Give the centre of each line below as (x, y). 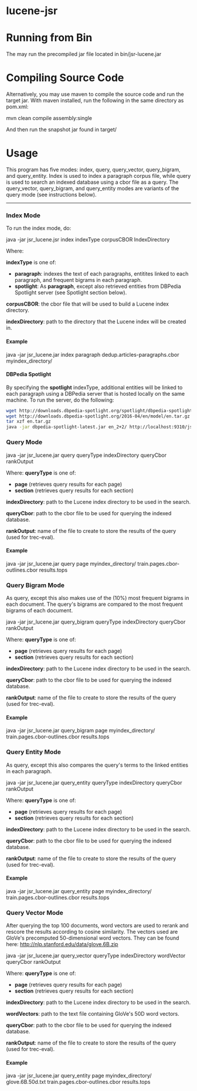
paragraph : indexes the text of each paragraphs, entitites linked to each (101, 274)
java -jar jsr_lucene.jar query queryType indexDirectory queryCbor (86, 455)
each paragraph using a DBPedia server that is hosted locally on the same (96, 393)
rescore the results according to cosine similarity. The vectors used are (92, 932)
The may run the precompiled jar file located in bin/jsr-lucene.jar (84, 54)
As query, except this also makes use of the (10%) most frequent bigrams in (98, 598)
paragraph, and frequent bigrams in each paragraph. (78, 280)
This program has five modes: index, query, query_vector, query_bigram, (93, 170)
